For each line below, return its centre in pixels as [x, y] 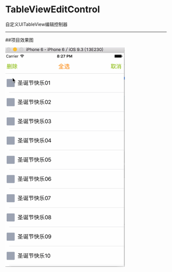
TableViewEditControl [53, 9]
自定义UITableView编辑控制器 [36, 24]
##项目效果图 [19, 40]
